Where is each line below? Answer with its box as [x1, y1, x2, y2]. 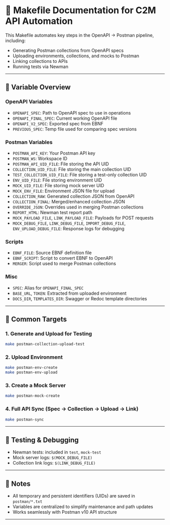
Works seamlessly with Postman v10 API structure [12, 509, 117, 515]
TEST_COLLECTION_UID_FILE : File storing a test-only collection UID [12, 171, 147, 178]
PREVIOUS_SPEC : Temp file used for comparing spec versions [12, 126, 137, 132]
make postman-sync [5, 417, 44, 422]
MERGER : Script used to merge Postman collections [12, 261, 116, 267]
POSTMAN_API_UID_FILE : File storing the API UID [12, 161, 109, 167]
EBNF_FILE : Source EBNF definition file [12, 250, 92, 256]
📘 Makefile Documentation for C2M [5, 5, 156, 16]
